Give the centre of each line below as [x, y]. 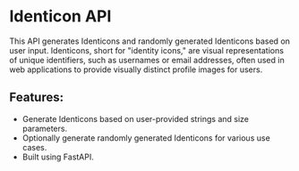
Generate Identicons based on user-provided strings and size [135, 118]
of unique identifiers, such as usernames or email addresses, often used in [147, 60]
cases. [34, 147]
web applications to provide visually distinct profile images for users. [136, 69]
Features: [37, 98]
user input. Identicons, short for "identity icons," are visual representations [147, 50]
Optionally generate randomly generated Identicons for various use [146, 138]
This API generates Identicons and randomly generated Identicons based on [150, 41]
